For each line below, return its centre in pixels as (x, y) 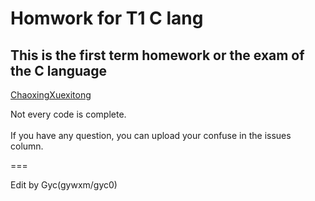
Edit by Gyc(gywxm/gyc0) (64, 185)
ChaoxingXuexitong (51, 95)
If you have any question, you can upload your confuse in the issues (151, 135)
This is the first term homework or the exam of (157, 55)
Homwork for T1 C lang (107, 18)
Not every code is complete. (68, 114)
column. (27, 146)
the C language (59, 70)
